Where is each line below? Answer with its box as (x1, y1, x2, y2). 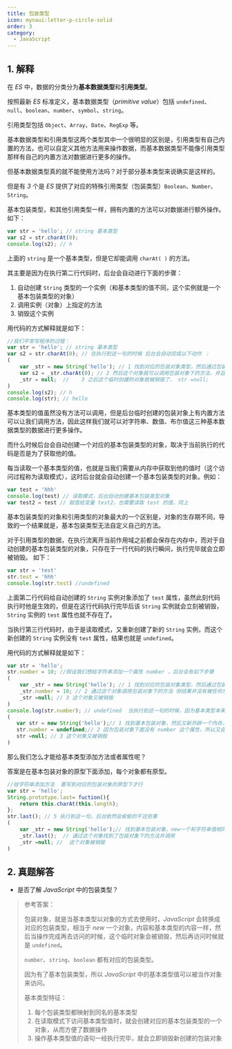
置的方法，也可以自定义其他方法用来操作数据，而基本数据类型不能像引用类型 (7, 144, 225, 152)
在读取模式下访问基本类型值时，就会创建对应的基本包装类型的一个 (34, 1017, 222, 1026)
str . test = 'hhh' (7, 573, 57, 580)
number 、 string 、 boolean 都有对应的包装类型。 (23, 956, 157, 964)
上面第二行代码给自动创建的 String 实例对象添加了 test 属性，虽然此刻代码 (7, 593, 221, 602)
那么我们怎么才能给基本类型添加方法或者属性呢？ (7, 752, 146, 760)
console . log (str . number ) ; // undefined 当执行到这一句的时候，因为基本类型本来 (7, 707, 226, 714)
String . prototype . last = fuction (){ (7, 793, 110, 801)
